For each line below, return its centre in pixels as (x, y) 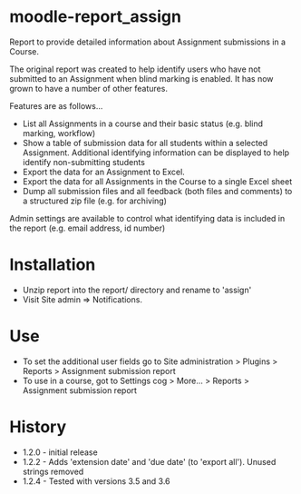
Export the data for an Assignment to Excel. (104, 172)
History (38, 427)
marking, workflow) (59, 133)
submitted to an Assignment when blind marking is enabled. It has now (141, 78)
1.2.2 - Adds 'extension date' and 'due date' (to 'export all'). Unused (149, 461)
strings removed (53, 471)
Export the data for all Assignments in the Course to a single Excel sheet (157, 181)
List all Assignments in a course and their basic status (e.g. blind (143, 123)
